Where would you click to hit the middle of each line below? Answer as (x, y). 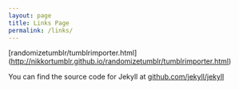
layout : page (30, 15)
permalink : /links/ (41, 30)
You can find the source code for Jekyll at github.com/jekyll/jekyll (116, 77)
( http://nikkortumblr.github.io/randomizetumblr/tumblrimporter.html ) (120, 61)
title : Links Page (39, 23)
